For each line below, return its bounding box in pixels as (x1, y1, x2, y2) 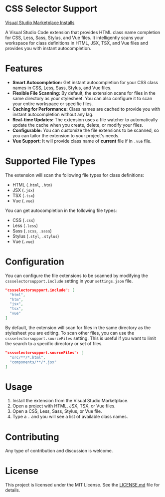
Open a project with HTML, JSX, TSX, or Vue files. (12, 403, 116, 409)
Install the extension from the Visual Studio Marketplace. (12, 398, 129, 404)
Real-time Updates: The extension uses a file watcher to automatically (12, 116, 158, 123)
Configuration (5, 256, 65, 267)
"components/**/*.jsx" (9, 359, 57, 365)
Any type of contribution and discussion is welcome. (5, 448, 113, 454)
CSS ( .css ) (12, 217, 35, 223)
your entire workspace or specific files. (12, 101, 93, 107)
